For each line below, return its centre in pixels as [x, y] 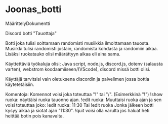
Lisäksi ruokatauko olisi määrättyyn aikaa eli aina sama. [63, 54]
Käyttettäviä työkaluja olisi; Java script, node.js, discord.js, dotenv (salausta [84, 64]
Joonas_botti [33, 9]
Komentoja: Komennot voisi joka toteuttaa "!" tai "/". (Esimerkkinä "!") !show [84, 94]
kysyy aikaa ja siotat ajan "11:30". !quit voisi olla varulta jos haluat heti [77, 110]
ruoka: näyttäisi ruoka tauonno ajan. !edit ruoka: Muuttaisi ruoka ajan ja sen [83, 100]
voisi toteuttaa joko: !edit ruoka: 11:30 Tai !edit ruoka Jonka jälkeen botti [79, 105]
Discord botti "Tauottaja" [31, 33]
